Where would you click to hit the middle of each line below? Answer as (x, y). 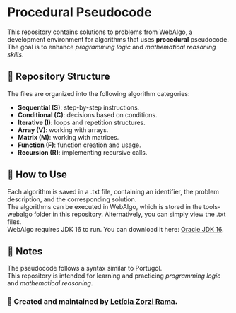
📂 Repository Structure (59, 77)
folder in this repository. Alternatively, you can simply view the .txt (130, 214)
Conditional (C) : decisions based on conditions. (87, 114)
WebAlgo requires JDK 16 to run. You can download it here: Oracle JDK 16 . (116, 229)
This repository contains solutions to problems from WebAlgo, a (100, 32)
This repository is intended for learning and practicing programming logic (114, 276)
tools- (212, 206)
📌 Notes (25, 251)
